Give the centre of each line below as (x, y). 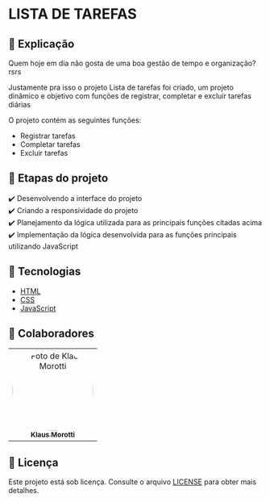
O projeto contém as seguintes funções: (75, 120)
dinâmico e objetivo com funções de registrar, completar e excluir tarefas (130, 96)
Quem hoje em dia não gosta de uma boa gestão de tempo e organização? (132, 63)
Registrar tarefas (48, 136)
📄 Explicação (42, 44)
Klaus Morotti (53, 435)
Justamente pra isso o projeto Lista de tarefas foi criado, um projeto (121, 87)
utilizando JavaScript (44, 246)
